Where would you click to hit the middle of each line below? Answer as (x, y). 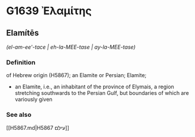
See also (19, 115)
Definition (21, 62)
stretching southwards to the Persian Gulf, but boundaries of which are (102, 93)
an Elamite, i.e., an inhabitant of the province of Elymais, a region (95, 87)
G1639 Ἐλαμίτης (49, 11)
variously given (33, 100)
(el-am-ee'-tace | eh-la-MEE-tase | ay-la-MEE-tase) (71, 47)
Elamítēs (23, 33)
